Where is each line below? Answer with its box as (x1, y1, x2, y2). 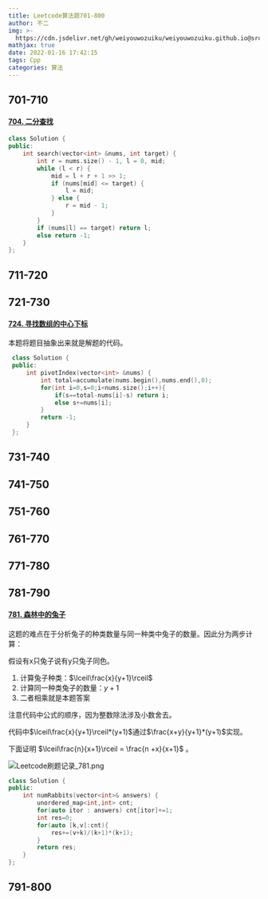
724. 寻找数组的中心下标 (8, 319, 89, 328)
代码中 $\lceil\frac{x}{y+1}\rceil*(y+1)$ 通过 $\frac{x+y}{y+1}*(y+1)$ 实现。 (8, 726, 247, 736)
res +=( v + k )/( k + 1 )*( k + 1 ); (50, 829, 134, 837)
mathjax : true (8, 42, 56, 50)
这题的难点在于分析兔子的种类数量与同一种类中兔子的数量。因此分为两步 (8, 629, 246, 638)
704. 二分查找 (8, 117, 53, 126)
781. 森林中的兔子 (8, 609, 66, 619)
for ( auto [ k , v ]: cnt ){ (37, 821, 109, 829)
